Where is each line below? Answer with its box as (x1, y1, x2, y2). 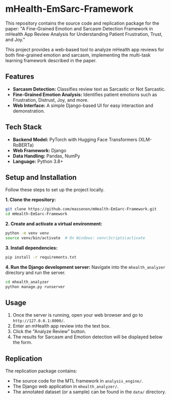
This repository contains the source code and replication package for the (5, 20, 160, 26)
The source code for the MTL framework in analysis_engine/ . (12, 378, 143, 384)
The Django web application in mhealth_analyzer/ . (12, 384, 119, 390)
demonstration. (12, 107, 45, 114)
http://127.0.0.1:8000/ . (12, 317, 65, 324)
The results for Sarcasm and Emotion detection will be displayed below (12, 334, 163, 340)
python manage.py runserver (5, 284, 66, 289)
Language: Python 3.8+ (12, 158, 63, 165)
